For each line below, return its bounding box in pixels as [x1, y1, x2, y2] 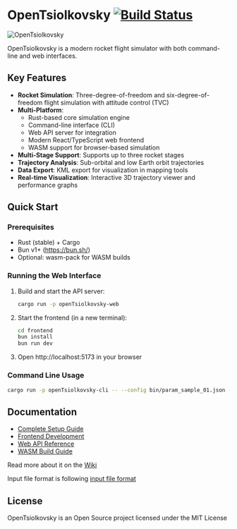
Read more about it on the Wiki [7, 461, 97, 469]
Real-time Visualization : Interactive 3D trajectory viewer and [17, 173, 195, 181]
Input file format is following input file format [7, 475, 136, 483]
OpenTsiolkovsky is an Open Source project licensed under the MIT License [7, 513, 228, 522]
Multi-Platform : [17, 106, 64, 114]
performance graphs [17, 181, 78, 189]
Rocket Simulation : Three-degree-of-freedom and [17, 90, 166, 99]
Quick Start [7, 201, 59, 213]
